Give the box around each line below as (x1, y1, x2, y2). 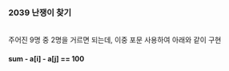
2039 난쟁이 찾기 (8, 6, 72, 18)
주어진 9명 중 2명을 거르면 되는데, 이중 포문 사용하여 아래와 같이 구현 (8, 35, 222, 45)
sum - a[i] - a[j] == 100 (8, 53, 85, 63)
